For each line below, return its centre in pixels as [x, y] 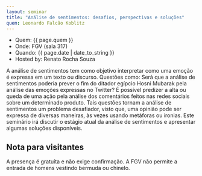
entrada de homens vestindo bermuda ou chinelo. [68, 168]
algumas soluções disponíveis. [44, 128]
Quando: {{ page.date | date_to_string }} [65, 53]
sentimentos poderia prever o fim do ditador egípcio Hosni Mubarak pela [96, 83]
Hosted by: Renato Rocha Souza [55, 59]
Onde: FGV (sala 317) [41, 46]
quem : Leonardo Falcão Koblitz [46, 23]
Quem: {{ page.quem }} [44, 40]
